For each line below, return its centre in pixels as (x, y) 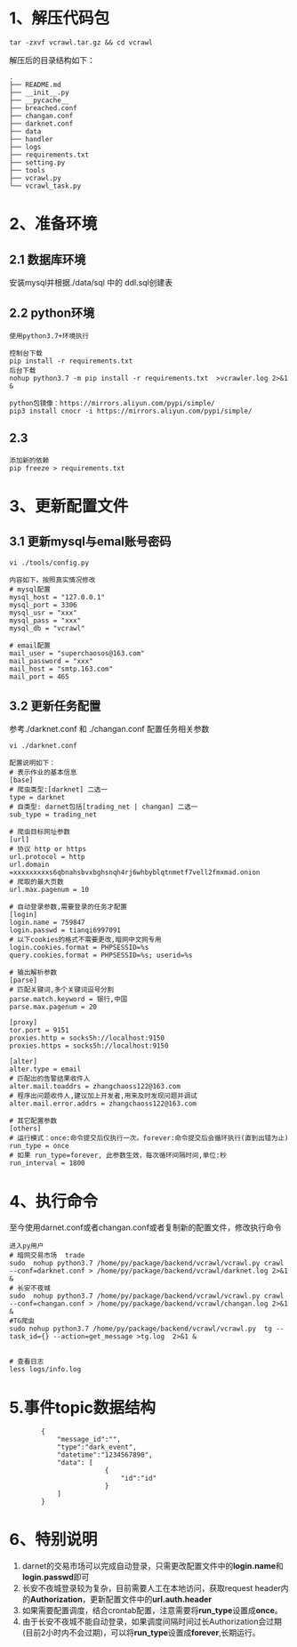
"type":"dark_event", (97, 1447)
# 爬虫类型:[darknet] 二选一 (59, 790)
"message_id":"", (89, 1440)
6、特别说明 (53, 1540)
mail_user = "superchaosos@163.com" (77, 653)
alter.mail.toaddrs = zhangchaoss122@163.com (95, 1087)
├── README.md (36, 84)
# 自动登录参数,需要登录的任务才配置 (68, 907)
